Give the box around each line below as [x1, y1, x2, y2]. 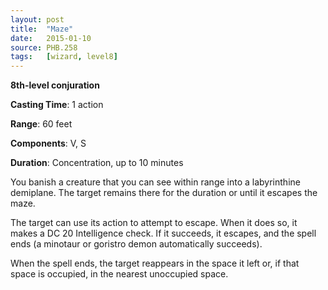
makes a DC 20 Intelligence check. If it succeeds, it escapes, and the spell [10, 227, 317, 240]
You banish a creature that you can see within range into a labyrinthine [10, 176, 301, 188]
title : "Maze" [10, 24, 74, 34]
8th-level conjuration [10, 79, 100, 91]
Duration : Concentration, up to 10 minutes [10, 157, 184, 169]
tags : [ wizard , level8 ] [10, 52, 118, 62]
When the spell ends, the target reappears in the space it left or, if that [10, 257, 300, 270]
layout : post [10, 14, 65, 25]
